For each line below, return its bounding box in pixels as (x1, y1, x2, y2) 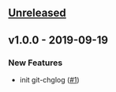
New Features (8, 57, 63, 68)
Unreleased (8, 6, 67, 20)
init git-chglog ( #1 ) (19, 75, 80, 85)
